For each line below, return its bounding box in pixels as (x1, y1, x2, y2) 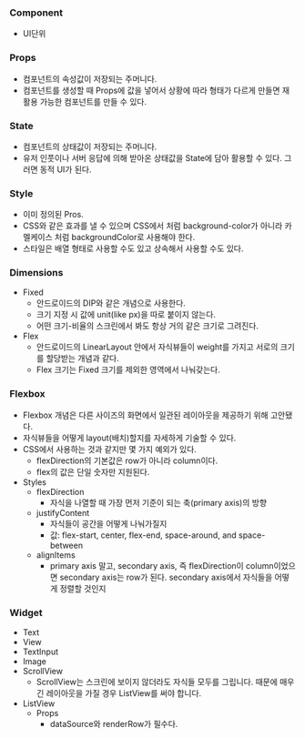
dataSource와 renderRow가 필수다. (49, 719, 178, 730)
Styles (22, 476, 47, 488)
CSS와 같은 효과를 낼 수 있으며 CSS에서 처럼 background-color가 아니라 (22, 220, 283, 231)
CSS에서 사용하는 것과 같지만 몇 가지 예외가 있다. (22, 443, 198, 454)
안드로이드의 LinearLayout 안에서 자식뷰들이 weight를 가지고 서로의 (36, 341, 279, 352)
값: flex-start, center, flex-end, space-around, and (49, 530, 237, 541)
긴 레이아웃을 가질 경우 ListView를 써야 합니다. (36, 688, 202, 699)
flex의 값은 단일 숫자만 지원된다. (36, 466, 150, 477)
